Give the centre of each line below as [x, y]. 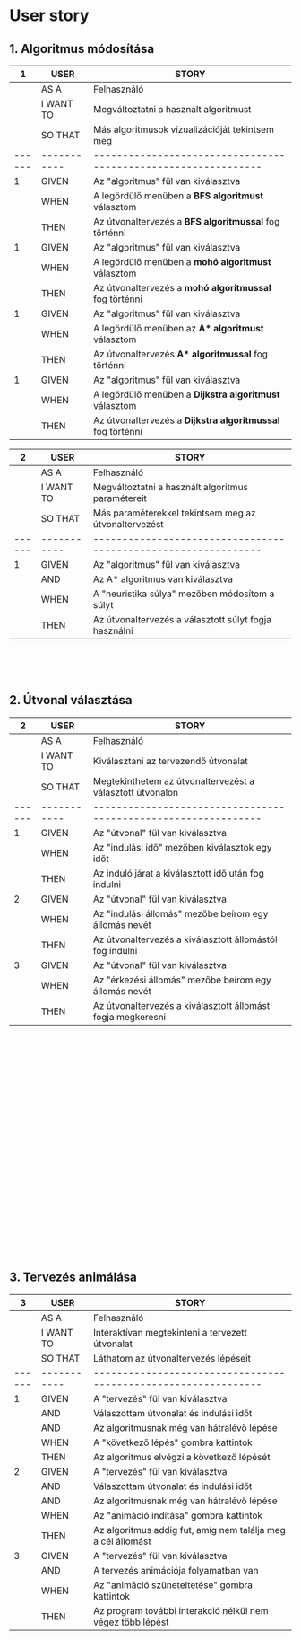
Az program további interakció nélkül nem [181, 1610]
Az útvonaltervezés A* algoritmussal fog [181, 354]
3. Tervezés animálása [73, 1278]
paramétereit [120, 498]
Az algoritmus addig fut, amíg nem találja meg [190, 1530]
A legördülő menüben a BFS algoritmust [179, 196]
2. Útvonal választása [71, 700]
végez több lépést [131, 1622]
